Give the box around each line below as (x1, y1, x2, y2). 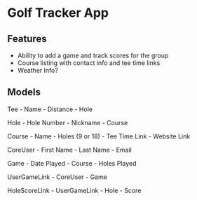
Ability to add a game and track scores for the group (17, 51, 169, 59)
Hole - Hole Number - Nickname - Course (7, 118, 128, 127)
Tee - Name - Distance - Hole (7, 105, 93, 113)
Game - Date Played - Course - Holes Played (7, 159, 137, 167)
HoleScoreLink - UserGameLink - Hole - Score (7, 186, 142, 194)
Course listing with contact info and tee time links (17, 59, 161, 67)
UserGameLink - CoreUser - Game (7, 173, 107, 181)
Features (7, 33, 47, 45)
